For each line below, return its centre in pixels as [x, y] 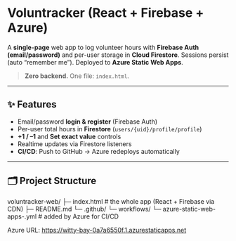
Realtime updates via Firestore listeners [74, 144]
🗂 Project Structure [52, 181]
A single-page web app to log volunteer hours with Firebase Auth [103, 47]
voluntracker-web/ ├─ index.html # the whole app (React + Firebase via [111, 201]
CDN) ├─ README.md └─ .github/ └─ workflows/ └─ [84, 209]
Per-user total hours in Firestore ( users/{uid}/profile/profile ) [110, 129]
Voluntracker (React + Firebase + [106, 13]
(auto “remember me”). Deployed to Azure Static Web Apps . [96, 62]
